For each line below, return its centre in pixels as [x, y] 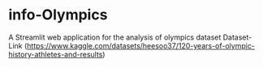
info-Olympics [58, 15]
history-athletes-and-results [56, 54]
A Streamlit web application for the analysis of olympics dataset [115, 37]
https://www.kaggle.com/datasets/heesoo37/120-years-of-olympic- [141, 45]
